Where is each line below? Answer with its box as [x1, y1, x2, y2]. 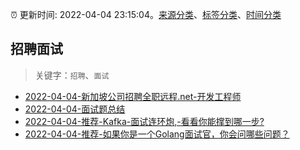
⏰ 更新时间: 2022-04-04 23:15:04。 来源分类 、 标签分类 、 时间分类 [10, 9, 282, 20]
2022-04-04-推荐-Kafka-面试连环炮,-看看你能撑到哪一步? [24, 115, 265, 127]
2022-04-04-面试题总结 [24, 103, 126, 115]
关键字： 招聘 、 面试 [34, 69, 110, 81]
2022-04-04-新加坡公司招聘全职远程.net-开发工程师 [24, 90, 242, 102]
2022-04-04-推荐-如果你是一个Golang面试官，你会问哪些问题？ [24, 128, 290, 140]
